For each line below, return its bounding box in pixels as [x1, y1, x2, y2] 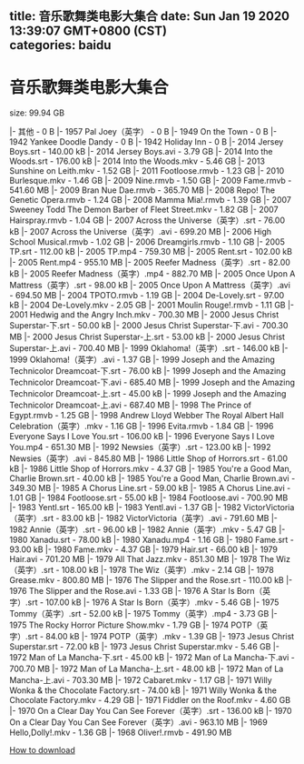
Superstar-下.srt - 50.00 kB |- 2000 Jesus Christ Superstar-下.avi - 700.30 [9, 320, 289, 331]
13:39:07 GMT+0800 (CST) [9, 24, 168, 39]
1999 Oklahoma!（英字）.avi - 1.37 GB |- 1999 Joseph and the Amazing [9, 354, 275, 366]
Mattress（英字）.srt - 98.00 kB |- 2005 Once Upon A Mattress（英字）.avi [9, 280, 290, 291]
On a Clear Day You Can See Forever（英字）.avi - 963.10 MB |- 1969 [9, 717, 268, 728]
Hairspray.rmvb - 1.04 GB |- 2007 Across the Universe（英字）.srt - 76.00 [9, 215, 286, 226]
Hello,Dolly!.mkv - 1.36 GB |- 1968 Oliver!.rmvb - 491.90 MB [9, 727, 232, 739]
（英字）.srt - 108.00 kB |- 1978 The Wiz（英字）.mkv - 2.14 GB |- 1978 [9, 565, 274, 576]
